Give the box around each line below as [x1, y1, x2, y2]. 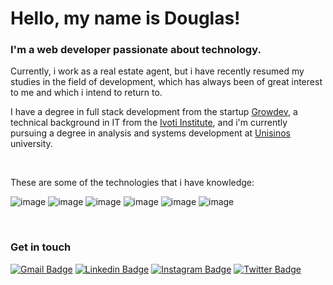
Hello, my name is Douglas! [10, 7, 241, 30]
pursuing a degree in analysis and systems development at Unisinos [10, 127, 291, 139]
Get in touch [10, 240, 72, 254]
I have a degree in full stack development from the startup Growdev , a [10, 106, 298, 118]
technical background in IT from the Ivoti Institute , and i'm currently [10, 117, 288, 129]
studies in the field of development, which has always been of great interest [10, 76, 323, 88]
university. [10, 138, 53, 150]
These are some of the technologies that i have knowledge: [10, 177, 255, 189]
